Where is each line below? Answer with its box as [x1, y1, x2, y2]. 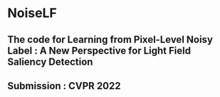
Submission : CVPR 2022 [7, 80, 121, 92]
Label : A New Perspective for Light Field [7, 44, 191, 56]
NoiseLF [7, 5, 57, 21]
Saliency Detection [7, 56, 93, 68]
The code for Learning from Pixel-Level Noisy [7, 34, 214, 46]
